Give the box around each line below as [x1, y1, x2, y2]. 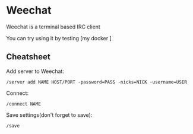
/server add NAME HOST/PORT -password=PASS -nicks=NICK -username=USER [6, 79, 187, 85]
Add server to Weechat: [6, 68, 64, 75]
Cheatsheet [6, 52, 50, 62]
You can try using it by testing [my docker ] [6, 34, 112, 42]
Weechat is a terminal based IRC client [6, 23, 101, 30]
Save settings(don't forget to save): [6, 111, 93, 119]
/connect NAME [6, 101, 42, 107]
